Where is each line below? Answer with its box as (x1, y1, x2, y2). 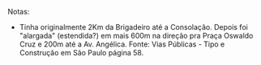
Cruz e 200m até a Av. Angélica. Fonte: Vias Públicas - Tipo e (19, 39, 225, 49)
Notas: (7, 7, 30, 16)
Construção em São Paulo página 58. (19, 48, 144, 57)
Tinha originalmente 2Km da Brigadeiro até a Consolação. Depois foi (19, 22, 248, 31)
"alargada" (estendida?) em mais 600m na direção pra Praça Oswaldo (19, 31, 254, 40)
